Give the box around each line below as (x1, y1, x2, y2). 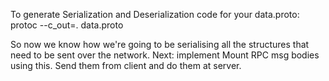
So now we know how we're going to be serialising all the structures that (10, 39, 310, 50)
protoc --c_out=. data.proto (10, 19, 124, 31)
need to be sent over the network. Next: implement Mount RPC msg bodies (10, 49, 320, 61)
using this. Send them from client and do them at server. (10, 60, 242, 71)
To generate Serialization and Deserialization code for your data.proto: (10, 9, 300, 20)
